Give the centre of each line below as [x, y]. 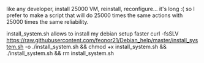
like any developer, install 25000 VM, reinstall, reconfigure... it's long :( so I [100, 9]
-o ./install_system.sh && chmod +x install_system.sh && [96, 46]
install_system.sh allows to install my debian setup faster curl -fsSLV [93, 34]
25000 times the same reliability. [47, 22]
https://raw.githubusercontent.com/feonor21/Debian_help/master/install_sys [102, 40]
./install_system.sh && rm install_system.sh [60, 53]
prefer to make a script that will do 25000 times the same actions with [95, 15]
